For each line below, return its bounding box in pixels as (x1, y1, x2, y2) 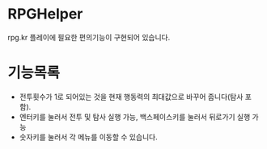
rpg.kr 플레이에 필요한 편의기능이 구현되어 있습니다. (7, 32, 171, 42)
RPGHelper (7, 5, 83, 23)
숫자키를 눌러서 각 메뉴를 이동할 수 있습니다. (19, 132, 159, 142)
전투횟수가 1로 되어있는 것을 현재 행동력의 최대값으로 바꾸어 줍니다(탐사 (19, 92, 244, 101)
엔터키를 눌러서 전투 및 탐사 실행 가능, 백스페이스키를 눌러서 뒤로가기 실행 (19, 112, 251, 122)
